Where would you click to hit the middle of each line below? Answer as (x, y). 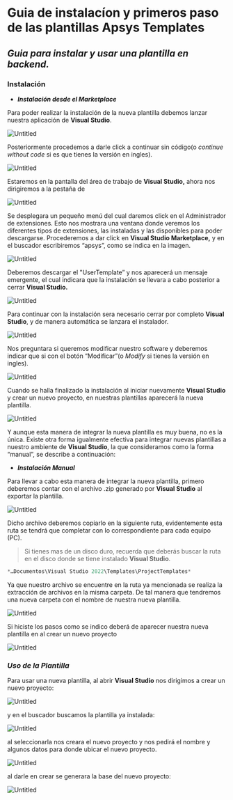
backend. (29, 64)
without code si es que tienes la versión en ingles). (80, 154)
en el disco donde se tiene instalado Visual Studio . (97, 558)
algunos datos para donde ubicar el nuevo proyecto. (82, 749)
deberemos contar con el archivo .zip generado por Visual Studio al (105, 488)
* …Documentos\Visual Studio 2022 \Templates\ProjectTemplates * (99, 571)
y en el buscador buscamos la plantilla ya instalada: (81, 715)
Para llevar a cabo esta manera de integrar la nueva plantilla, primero (106, 481)
